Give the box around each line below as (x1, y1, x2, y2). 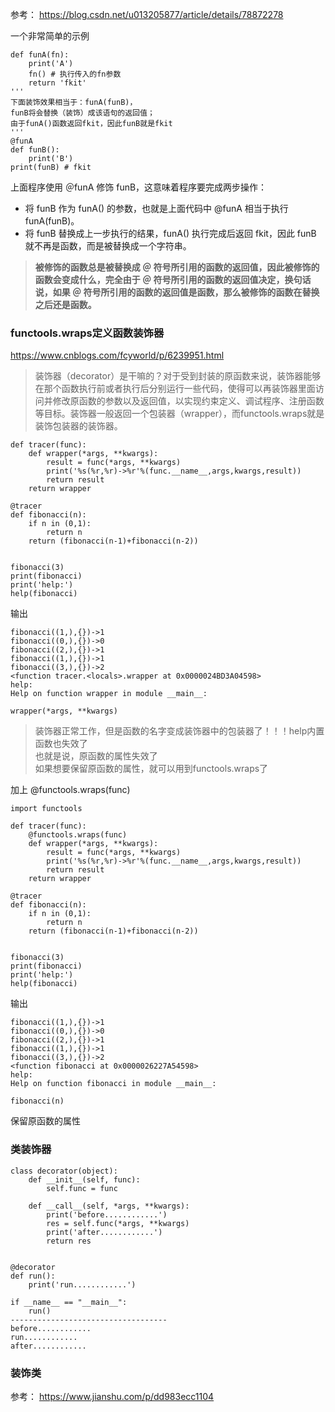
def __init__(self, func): (28, 1174, 141, 1185)
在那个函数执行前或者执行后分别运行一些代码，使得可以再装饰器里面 (34, 383, 316, 395)
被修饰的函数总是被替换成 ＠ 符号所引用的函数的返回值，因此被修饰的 (34, 261, 320, 273)
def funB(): (10, 145, 60, 155)
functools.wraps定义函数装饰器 (10, 326, 165, 340)
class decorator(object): (10, 1166, 118, 1176)
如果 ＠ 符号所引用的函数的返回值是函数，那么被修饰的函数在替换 (52, 286, 320, 298)
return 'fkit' (28, 78, 87, 88)
